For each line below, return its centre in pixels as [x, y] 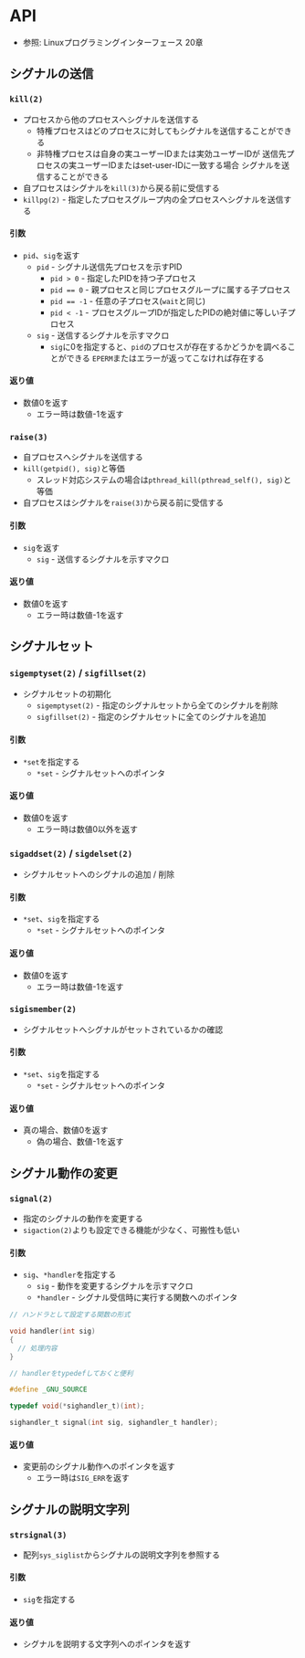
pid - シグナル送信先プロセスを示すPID [109, 267]
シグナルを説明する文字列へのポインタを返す [107, 1644]
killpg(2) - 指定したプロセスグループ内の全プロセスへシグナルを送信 [153, 199]
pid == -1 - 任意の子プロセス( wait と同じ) [127, 301]
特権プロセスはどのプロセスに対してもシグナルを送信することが [156, 131]
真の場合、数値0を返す [65, 1130]
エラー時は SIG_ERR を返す [83, 1478]
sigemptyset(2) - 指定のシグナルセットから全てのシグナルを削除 [157, 705]
